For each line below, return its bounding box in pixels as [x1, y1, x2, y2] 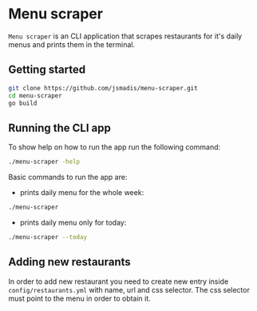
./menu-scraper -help [8, 157, 81, 166]
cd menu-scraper [8, 91, 62, 100]
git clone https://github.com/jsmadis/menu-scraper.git [8, 84, 198, 92]
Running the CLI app [8, 121, 112, 134]
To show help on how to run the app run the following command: [8, 142, 221, 152]
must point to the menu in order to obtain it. [8, 293, 152, 303]
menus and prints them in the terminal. [8, 39, 136, 49]
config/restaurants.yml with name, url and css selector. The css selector [8, 285, 250, 294]
